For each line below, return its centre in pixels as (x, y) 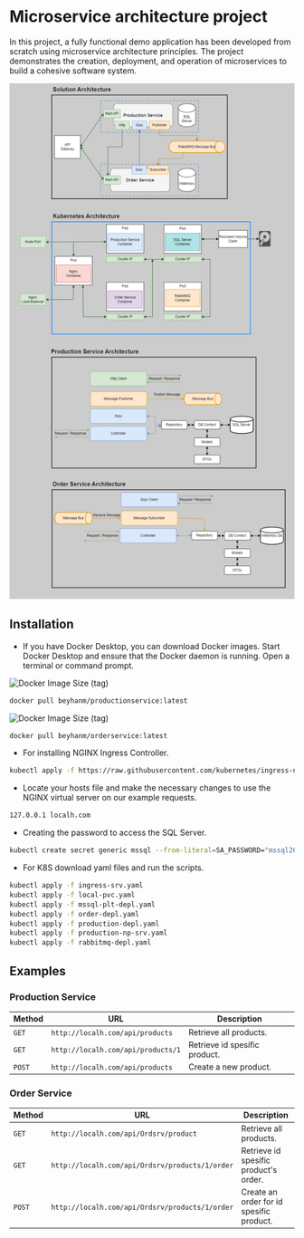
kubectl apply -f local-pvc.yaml (72, 895)
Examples (38, 971)
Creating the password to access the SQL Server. (114, 833)
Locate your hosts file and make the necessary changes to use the (147, 788)
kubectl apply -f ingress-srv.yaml (76, 886)
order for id (262, 1202)
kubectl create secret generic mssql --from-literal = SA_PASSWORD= (137, 850)
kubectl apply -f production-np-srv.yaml (89, 933)
